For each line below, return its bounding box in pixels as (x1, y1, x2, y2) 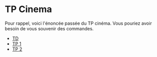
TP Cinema (5, 4, 52, 15)
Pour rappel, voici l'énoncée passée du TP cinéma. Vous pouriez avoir (5, 20, 152, 26)
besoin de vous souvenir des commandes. (5, 25, 94, 31)
